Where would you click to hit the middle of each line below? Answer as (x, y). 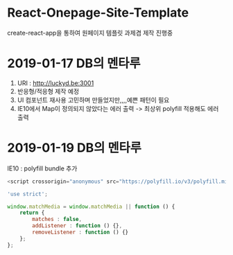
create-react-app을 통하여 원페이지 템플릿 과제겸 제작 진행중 (90, 33)
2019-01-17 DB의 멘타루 (74, 63)
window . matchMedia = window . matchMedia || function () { (91, 206)
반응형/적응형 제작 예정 (48, 91)
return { (32, 213)
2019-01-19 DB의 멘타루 (75, 148)
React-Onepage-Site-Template (98, 13)
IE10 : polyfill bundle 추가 (42, 168)
